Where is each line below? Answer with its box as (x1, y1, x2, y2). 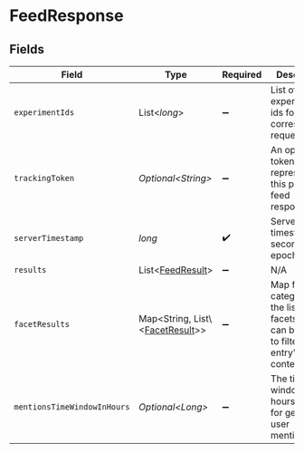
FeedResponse (9, 5, 124, 26)
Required (221, 69, 262, 81)
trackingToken (14, 173, 75, 183)
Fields (9, 42, 45, 57)
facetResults (14, 319, 71, 329)
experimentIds (14, 108, 75, 118)
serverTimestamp (14, 233, 84, 243)
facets (270, 313, 298, 324)
